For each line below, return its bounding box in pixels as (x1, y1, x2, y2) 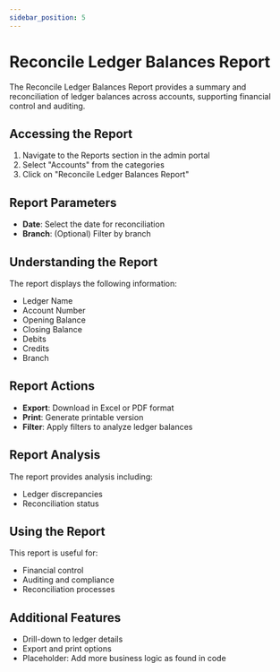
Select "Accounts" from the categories (21, 159, 165, 170)
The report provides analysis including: (9, 471, 154, 482)
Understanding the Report (9, 254, 158, 270)
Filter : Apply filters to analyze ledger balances (21, 421, 193, 432)
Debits (21, 333, 47, 344)
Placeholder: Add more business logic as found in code (21, 653, 226, 664)
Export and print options (21, 643, 112, 654)
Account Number (21, 306, 87, 315)
